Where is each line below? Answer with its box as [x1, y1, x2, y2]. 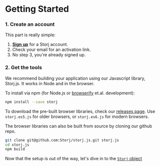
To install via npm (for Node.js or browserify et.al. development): [5, 90, 135, 96]
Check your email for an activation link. [12, 47, 91, 52]
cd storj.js [5, 142, 29, 147]
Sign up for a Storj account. [12, 42, 69, 47]
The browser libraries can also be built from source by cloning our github [5, 123, 153, 129]
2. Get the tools [5, 64, 43, 71]
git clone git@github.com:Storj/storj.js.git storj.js [5, 138, 119, 142]
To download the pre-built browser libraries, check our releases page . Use [5, 108, 156, 114]
